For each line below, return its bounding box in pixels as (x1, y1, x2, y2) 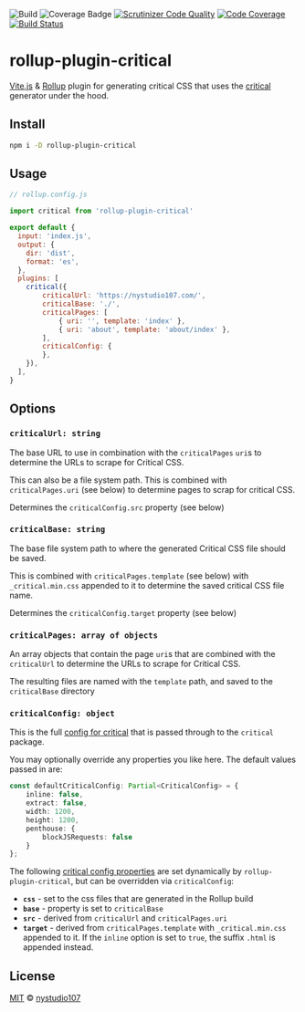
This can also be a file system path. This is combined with (9, 475, 227, 485)
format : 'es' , (26, 256, 79, 266)
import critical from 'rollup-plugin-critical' (9, 206, 195, 216)
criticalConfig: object (9, 708, 116, 719)
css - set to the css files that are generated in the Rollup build (22, 893, 254, 904)
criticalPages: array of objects (9, 630, 158, 641)
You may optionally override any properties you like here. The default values (9, 754, 297, 766)
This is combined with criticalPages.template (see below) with (9, 570, 249, 581)
